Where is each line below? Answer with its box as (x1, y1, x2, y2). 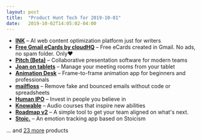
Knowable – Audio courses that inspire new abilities (15, 102, 146, 109)
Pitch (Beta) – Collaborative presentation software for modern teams (15, 56, 188, 64)
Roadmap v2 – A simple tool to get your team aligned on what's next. (15, 108, 189, 116)
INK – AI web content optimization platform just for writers (15, 37, 161, 45)
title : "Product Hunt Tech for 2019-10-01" (6, 15, 121, 21)
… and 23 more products (6, 127, 69, 134)
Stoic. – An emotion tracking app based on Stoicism (15, 115, 146, 122)
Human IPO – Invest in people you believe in (15, 95, 126, 103)
